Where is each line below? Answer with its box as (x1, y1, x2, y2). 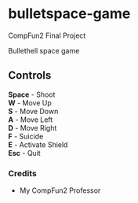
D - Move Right (8, 123, 57, 132)
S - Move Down (8, 106, 59, 116)
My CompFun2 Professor (19, 186, 101, 195)
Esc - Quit (8, 148, 41, 157)
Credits (8, 168, 37, 179)
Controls (8, 68, 52, 83)
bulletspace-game (8, 5, 131, 23)
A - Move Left (8, 115, 53, 124)
